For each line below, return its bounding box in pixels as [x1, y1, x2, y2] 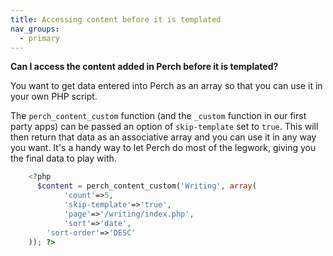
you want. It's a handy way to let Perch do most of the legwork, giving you [10, 142, 317, 154]
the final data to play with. [10, 152, 117, 165]
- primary [19, 33, 60, 43]
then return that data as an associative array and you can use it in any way [10, 131, 317, 143]
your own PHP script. [10, 91, 98, 103]
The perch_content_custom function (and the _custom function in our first [10, 110, 307, 122]
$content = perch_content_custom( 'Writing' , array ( [36, 181, 257, 191]
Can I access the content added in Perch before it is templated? [10, 61, 279, 73]
